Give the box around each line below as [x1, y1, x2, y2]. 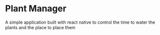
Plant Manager [5, 3, 67, 14]
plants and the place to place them [5, 24, 76, 30]
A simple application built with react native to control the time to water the [5, 19, 156, 25]
